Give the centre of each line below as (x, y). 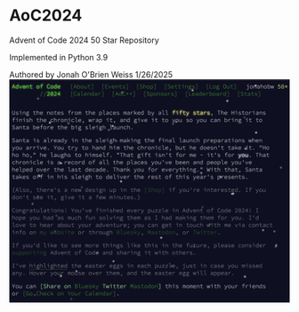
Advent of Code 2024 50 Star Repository (85, 40)
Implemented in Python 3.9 (59, 57)
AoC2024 (46, 16)
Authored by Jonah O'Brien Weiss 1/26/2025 (91, 74)
